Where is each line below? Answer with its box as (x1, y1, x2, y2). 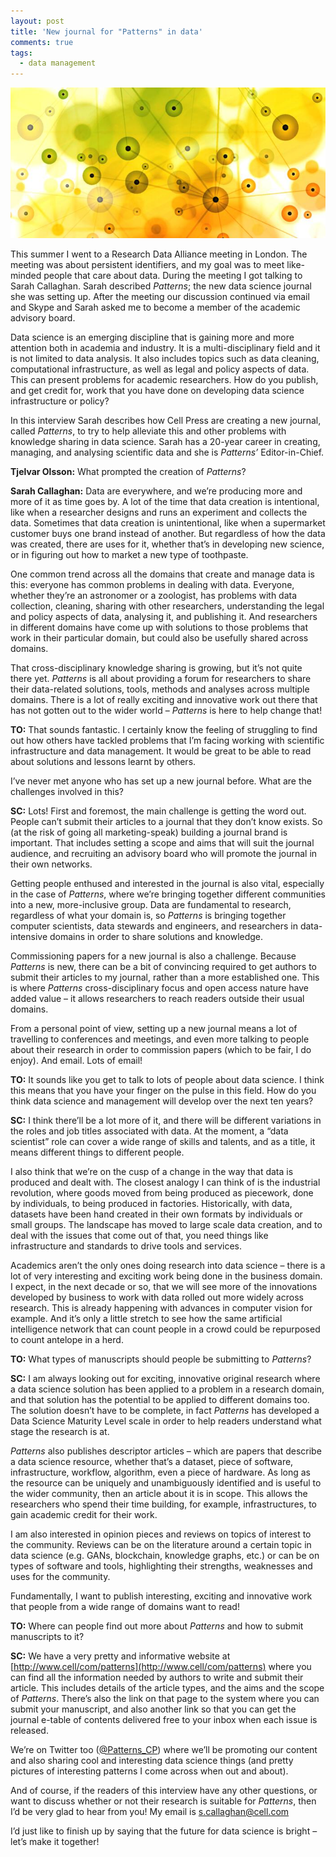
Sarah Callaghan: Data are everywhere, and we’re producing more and (10, 485, 303, 497)
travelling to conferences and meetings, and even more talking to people (10, 1033, 310, 1045)
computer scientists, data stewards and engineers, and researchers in (10, 920, 298, 932)
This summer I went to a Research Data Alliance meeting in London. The (10, 248, 308, 260)
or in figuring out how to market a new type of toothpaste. (10, 548, 249, 560)
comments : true (10, 37, 74, 47)
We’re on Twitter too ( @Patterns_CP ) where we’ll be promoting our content (10, 1743, 318, 1755)
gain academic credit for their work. (10, 1508, 158, 1520)
